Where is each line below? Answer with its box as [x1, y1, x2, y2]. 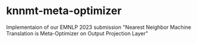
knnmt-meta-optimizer [6, 4, 122, 18]
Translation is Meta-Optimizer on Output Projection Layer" [6, 29, 148, 37]
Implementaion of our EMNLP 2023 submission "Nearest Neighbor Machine [6, 24, 192, 31]
